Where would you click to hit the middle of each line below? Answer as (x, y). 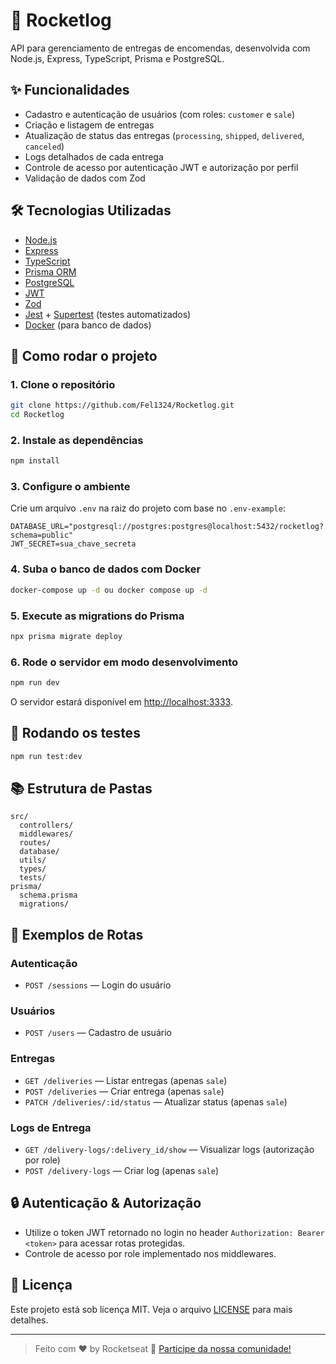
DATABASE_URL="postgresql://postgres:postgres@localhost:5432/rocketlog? (167, 527)
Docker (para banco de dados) (88, 325)
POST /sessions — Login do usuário (98, 985)
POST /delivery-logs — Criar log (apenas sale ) (122, 1171)
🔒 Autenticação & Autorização (106, 1203)
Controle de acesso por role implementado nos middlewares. (150, 1253)
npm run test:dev (46, 756)
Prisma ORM (50, 271)
